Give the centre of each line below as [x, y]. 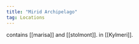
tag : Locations [26, 17]
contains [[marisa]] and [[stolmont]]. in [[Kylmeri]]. [70, 34]
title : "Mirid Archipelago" [42, 12]
